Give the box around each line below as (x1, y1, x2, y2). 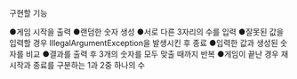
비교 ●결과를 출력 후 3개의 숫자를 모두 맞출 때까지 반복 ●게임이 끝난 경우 (25, 49, 279, 59)
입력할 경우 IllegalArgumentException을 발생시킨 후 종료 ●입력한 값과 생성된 (9, 38, 278, 48)
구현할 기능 (9, 8, 48, 18)
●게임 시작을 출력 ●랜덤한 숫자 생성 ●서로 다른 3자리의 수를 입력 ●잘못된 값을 (9, 27, 285, 37)
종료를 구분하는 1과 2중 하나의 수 (32, 60, 145, 70)
